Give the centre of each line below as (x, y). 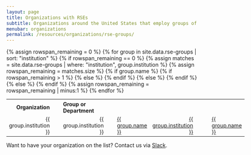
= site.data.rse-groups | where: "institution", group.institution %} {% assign (100, 65)
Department (78, 111)
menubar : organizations (36, 29)
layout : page (23, 12)
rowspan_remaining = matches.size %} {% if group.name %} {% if (89, 71)
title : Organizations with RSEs (47, 18)
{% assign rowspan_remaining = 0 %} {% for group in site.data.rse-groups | (101, 52)
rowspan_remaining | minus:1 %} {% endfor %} (65, 91)
